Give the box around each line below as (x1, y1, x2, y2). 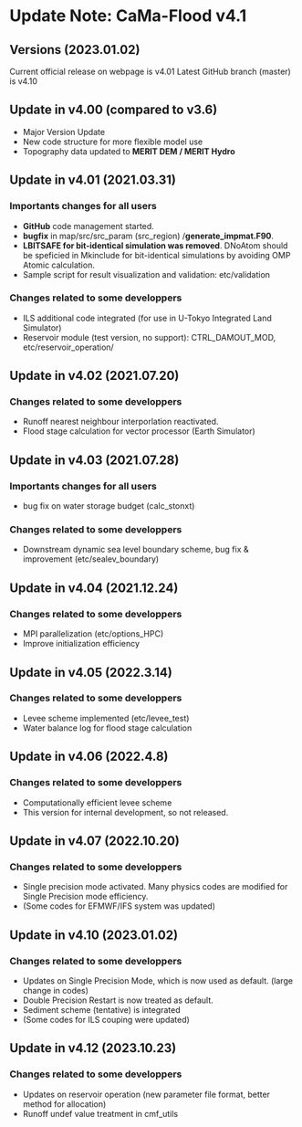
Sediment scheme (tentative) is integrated (22, 1004, 181, 1015)
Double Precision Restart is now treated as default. (22, 995, 214, 1006)
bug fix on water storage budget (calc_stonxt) (22, 500, 195, 511)
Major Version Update (22, 126, 106, 137)
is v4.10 (9, 76, 38, 87)
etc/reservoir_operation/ (22, 342, 114, 353)
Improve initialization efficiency (22, 638, 140, 649)
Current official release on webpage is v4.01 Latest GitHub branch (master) (9, 66, 292, 77)
